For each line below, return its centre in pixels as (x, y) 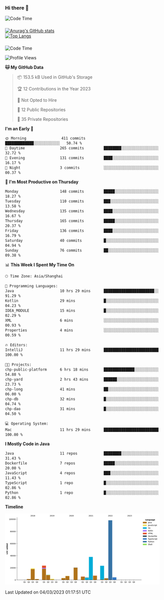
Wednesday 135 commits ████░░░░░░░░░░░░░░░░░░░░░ (82, 211)
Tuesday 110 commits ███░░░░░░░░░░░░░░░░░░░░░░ (82, 201)
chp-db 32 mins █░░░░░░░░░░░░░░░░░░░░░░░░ (82, 399)
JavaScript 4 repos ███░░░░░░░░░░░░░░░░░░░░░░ (82, 473)
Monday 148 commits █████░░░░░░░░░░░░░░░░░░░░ (82, 192)
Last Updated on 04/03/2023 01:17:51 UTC (48, 592)
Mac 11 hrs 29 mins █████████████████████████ (82, 430)
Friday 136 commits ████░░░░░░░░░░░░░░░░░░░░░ (82, 231)
